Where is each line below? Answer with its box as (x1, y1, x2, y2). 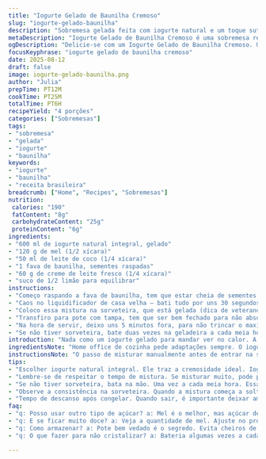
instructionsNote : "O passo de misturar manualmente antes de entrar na (8, 350, 253, 359)
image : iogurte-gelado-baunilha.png (8, 71, 129, 78)
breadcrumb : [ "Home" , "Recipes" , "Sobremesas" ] (8, 188, 169, 197)
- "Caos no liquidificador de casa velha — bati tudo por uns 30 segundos (8, 299, 260, 307)
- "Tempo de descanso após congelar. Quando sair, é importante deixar (8, 395, 249, 403)
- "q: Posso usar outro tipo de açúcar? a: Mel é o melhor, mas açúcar (8, 410, 249, 418)
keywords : (8, 159, 41, 167)
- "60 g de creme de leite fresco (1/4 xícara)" (8, 270, 172, 277)
